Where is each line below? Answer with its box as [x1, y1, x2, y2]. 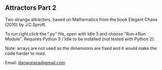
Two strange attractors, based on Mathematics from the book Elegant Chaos [5, 16, 158, 22]
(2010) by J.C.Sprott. [5, 22, 46, 27]
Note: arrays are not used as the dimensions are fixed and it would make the [5, 45, 157, 51]
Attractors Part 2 [5, 4, 57, 12]
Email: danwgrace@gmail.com [5, 59, 65, 65]
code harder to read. [5, 50, 46, 56]
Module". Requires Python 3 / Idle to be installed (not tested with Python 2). [5, 36, 155, 42]
